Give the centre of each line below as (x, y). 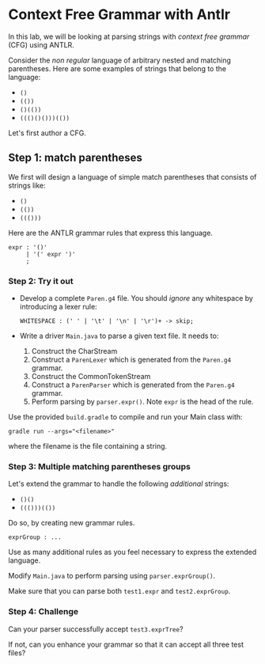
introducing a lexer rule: (58, 307)
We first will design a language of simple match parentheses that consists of (132, 176)
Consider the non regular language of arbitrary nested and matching (120, 60)
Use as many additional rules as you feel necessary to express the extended (132, 552)
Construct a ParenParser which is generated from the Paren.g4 (133, 385)
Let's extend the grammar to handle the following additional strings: (119, 484)
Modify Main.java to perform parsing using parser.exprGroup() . (112, 576)
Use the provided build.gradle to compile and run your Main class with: (125, 417)
